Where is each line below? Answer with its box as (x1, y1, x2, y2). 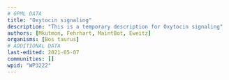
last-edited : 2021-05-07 (7, 49, 80, 56)
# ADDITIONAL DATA (7, 42, 61, 49)
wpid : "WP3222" (7, 62, 52, 69)
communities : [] (7, 56, 54, 63)
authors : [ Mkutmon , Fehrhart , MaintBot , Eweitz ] (7, 29, 152, 37)
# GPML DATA (7, 10, 42, 17)
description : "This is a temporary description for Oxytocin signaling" (7, 23, 223, 30)
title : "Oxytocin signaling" (7, 17, 92, 24)
